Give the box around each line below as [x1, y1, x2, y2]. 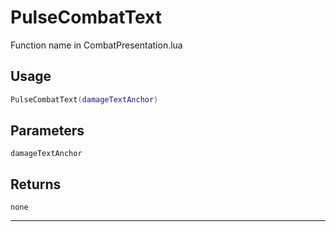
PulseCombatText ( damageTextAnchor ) [10, 94, 159, 105]
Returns [10, 176, 62, 193]
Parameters [10, 122, 85, 140]
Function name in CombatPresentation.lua [10, 39, 183, 51]
